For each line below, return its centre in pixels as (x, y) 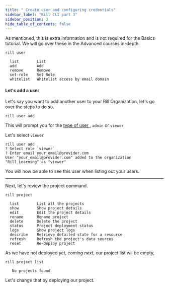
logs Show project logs (43, 230)
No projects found (31, 271)
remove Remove (30, 70)
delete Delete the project (44, 222)
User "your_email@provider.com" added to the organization (68, 158)
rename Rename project (39, 217)
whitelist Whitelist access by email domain (59, 79)
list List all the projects (47, 204)
